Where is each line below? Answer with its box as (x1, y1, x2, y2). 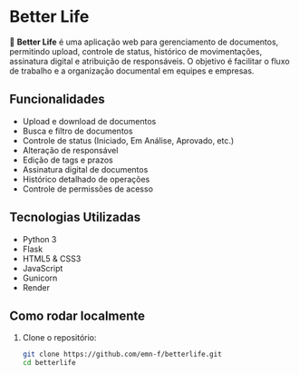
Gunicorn (22, 272, 58, 283)
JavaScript (22, 262, 63, 273)
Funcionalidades (9, 92, 106, 107)
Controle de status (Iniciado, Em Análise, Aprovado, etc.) (22, 134, 235, 146)
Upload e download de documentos (22, 115, 157, 126)
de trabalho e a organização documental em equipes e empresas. (9, 65, 255, 76)
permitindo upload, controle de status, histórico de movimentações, (9, 45, 263, 56)
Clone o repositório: (22, 332, 97, 343)
